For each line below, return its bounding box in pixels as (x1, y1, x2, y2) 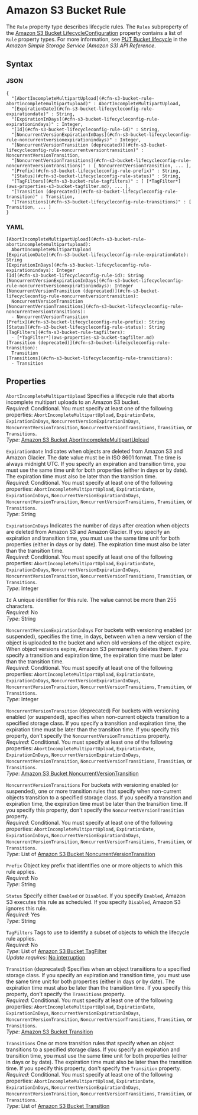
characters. (6, 602, 34, 610)
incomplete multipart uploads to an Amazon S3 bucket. (6, 398, 140, 406)
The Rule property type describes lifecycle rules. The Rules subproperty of (6, 23, 189, 30)
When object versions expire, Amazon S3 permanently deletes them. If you (6, 645, 189, 652)
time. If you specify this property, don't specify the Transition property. (6, 1065, 181, 1072)
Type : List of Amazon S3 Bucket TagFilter (6, 947, 107, 955)
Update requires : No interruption (6, 954, 86, 961)
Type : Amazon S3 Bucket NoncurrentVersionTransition (6, 770, 139, 777)
